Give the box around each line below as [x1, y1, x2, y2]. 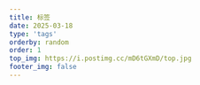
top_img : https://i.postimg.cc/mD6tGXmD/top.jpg [9, 54, 192, 63]
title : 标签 [9, 12, 50, 22]
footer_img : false [9, 63, 77, 72]
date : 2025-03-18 [9, 21, 73, 30]
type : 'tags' [9, 29, 58, 38]
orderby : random [9, 37, 69, 47]
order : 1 [9, 46, 42, 55]
